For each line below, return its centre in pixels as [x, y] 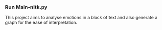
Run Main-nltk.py [26, 7]
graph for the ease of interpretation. [41, 22]
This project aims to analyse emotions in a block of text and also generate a [81, 18]
